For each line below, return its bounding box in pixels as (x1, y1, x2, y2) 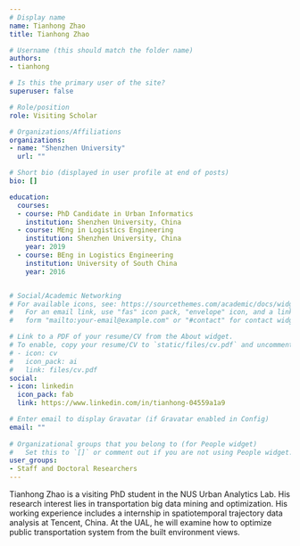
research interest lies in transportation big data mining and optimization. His (9, 499, 288, 509)
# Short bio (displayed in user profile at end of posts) (9, 169, 229, 178)
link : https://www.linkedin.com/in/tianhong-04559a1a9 (17, 399, 226, 408)
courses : (17, 201, 50, 210)
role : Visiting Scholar (9, 111, 98, 120)
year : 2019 (25, 243, 66, 252)
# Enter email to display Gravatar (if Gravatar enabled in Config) (9, 415, 270, 424)
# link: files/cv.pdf (9, 365, 98, 375)
